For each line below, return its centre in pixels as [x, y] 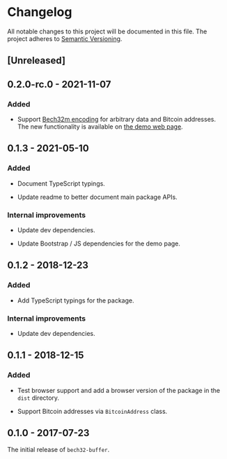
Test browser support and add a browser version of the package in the [119, 390]
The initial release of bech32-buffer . [58, 450]
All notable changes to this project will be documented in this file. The [107, 31]
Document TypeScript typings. [61, 183]
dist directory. [38, 398]
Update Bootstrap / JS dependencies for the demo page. [99, 243]
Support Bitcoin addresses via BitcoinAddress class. [92, 411]
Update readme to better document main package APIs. [97, 197]
